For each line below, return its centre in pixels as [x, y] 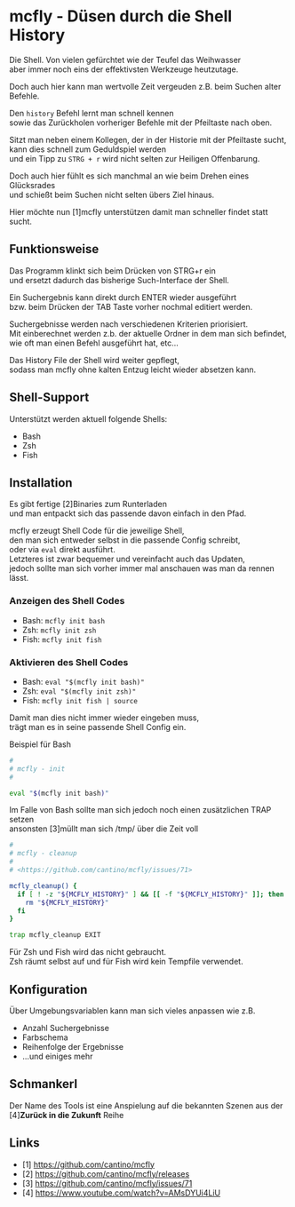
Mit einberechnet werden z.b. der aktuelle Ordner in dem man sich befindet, [148, 333]
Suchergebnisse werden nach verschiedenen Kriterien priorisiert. [129, 324]
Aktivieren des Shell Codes [69, 662]
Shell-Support [49, 397]
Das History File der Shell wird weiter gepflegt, [95, 360]
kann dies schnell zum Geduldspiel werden [88, 149]
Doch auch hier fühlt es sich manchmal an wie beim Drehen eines [129, 176]
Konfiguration [48, 989]
